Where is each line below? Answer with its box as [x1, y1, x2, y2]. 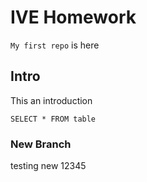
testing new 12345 [10, 160, 87, 172]
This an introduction [10, 94, 93, 106]
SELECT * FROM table [10, 114, 97, 124]
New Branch [10, 137, 72, 151]
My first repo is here [10, 39, 100, 51]
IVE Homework [10, 6, 137, 29]
